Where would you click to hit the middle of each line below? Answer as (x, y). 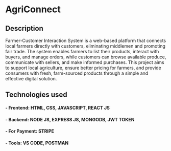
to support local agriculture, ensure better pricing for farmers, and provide (83, 68)
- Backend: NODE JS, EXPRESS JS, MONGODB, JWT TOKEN (70, 119)
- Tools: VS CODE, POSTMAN (37, 143)
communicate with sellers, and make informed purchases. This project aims (85, 62)
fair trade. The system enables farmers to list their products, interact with (82, 51)
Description (24, 28)
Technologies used (36, 95)
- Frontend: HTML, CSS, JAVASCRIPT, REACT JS (57, 107)
